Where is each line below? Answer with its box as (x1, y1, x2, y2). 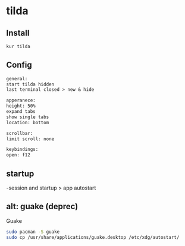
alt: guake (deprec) (6, 201, 79, 212)
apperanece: (6, 97, 36, 103)
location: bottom (6, 119, 49, 125)
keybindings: (6, 147, 39, 153)
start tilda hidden (6, 81, 55, 87)
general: (6, 75, 28, 81)
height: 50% (6, 103, 36, 109)
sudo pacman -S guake (6, 229, 60, 235)
